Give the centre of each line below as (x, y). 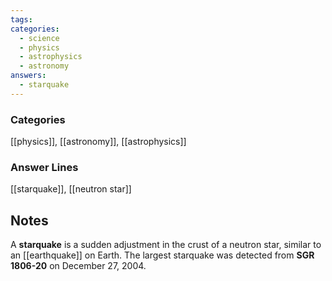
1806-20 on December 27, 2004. (78, 266)
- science (39, 38)
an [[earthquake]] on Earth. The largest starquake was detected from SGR (162, 255)
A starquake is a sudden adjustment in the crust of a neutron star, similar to (166, 245)
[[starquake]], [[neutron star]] (71, 189)
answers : (28, 76)
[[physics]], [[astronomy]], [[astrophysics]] (98, 142)
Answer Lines (44, 167)
